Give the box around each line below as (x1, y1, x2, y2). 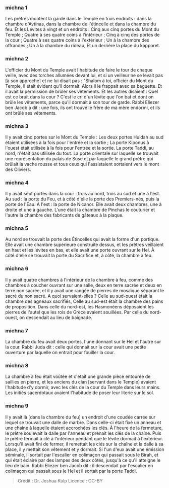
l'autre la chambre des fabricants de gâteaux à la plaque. (5, 212, 124, 218)
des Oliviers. (5, 166, 31, 172)
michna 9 (5, 402, 29, 409)
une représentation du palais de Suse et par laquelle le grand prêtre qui (5, 155, 153, 161)
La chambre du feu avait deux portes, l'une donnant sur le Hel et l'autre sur (5, 339, 161, 345)
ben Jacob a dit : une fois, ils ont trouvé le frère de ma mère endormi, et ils (5, 104, 160, 111)
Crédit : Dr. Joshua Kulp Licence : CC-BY (17, 477, 103, 483)
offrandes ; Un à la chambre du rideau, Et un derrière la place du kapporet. (5, 43, 160, 49)
